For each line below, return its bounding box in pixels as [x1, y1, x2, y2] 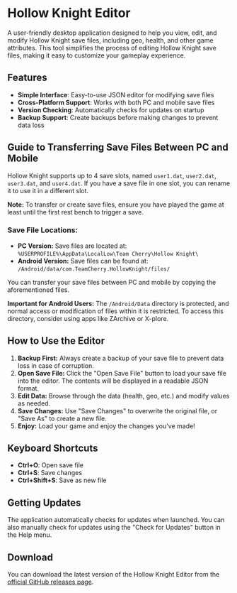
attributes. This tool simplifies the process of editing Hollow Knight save [7, 43, 217, 52]
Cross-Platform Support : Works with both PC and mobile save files [17, 98, 215, 107]
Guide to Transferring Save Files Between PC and [7, 141, 229, 153]
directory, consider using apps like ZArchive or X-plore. [7, 314, 169, 322]
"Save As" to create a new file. [17, 414, 108, 423]
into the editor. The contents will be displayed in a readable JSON [17, 376, 209, 385]
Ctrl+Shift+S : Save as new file [17, 476, 107, 484]
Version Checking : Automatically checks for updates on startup [17, 105, 204, 114]
